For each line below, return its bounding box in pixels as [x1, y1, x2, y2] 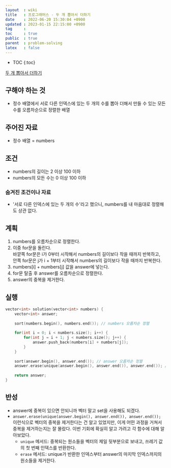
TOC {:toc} [12, 59, 36, 65]
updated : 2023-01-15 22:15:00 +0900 [5, 21, 85, 27]
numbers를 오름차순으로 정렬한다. [12, 239, 80, 245]
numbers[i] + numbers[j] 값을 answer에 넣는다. [12, 264, 109, 270]
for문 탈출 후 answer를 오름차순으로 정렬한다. [12, 270, 103, 276]
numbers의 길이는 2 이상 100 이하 [12, 168, 81, 174]
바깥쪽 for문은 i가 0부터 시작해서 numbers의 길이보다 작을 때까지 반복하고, [12, 251, 161, 257]
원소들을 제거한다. [20, 457, 56, 463]
